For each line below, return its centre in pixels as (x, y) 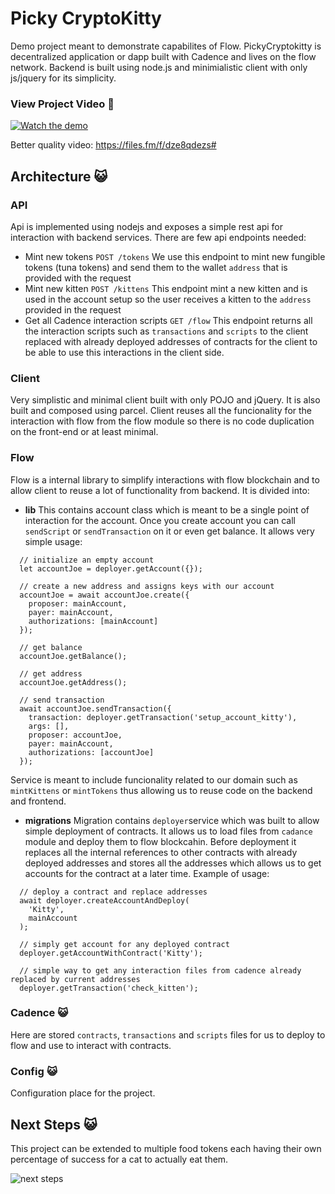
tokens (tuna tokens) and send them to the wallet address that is (156, 267)
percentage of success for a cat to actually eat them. (119, 1159)
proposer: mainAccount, (78, 603)
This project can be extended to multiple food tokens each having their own (166, 1148)
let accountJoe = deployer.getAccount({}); (111, 568)
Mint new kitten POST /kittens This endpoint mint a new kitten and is (166, 288)
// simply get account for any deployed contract (124, 944)
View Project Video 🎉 (62, 104)
